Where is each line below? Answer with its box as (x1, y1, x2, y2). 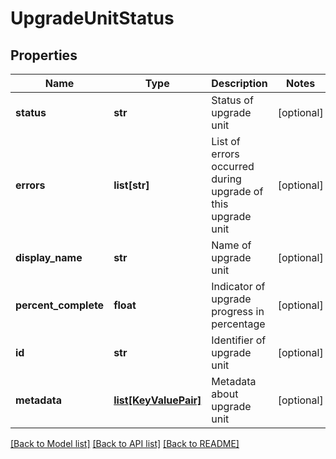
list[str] (113, 178, 150, 192)
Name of (211, 238, 252, 252)
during (211, 172, 242, 186)
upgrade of (211, 185, 264, 198)
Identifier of (211, 333, 267, 347)
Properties (10, 47, 78, 64)
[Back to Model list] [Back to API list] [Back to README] (10, 438, 240, 449)
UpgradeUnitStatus (10, 7, 175, 30)
